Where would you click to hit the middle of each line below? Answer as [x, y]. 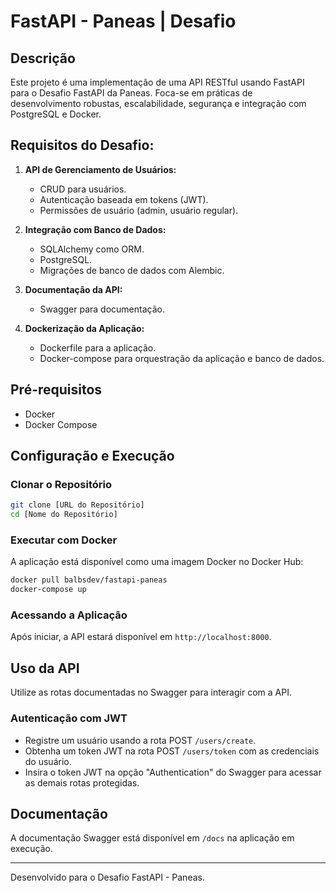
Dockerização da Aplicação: [84, 328]
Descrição [43, 58]
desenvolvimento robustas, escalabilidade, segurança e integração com [158, 103]
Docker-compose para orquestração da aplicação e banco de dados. [182, 358]
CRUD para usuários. [83, 189]
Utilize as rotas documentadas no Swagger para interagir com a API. [151, 692]
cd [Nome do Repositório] [64, 515]
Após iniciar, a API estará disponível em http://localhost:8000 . [141, 637]
